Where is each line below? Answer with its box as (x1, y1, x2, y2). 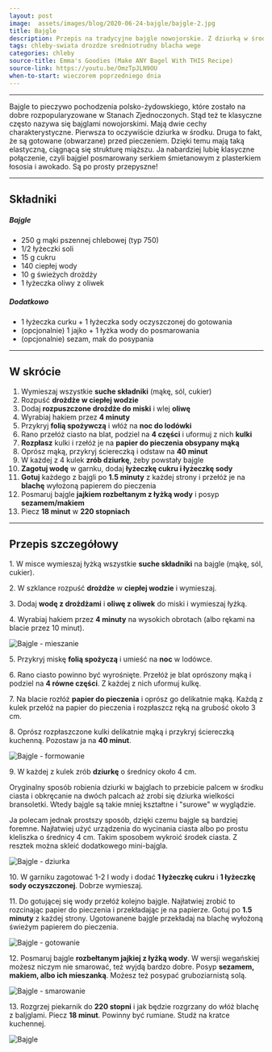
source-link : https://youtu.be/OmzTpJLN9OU (9, 65, 158, 73)
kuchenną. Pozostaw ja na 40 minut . (9, 735, 132, 745)
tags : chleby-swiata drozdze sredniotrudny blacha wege (9, 42, 201, 50)
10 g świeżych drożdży (20, 269, 98, 279)
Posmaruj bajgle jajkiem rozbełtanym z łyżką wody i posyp (20, 489, 220, 499)
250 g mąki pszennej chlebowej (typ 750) (20, 235, 160, 244)
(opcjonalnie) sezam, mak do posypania (20, 334, 154, 344)
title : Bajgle (9, 27, 57, 35)
